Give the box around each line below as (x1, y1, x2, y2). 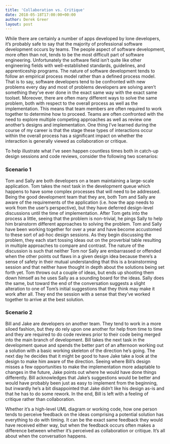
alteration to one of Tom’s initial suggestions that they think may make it (5, 286, 155, 292)
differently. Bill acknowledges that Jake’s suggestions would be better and (5, 374, 160, 380)
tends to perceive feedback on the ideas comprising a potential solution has (5, 411, 164, 417)
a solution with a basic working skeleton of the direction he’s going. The (5, 347, 155, 354)
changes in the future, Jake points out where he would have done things (5, 369, 157, 375)
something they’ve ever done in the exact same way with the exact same (5, 89, 157, 96)
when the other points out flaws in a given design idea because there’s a (5, 253, 157, 259)
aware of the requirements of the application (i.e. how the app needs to (5, 199, 154, 205)
